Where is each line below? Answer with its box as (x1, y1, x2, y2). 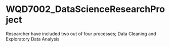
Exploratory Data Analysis (6, 36, 60, 42)
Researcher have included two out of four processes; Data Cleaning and (6, 30, 156, 36)
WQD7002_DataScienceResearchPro (6, 3, 165, 15)
